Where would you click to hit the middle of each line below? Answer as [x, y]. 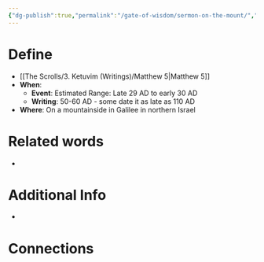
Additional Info [57, 195]
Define [30, 54]
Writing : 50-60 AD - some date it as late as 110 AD [113, 101]
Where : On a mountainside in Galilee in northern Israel [108, 109]
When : [31, 84]
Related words [56, 141]
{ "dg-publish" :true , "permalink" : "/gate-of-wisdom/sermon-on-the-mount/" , [132, 15]
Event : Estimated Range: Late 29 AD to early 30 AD [114, 93]
